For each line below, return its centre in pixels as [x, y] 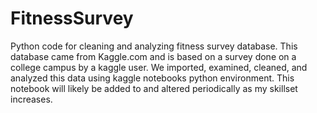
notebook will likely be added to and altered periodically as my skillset [154, 88]
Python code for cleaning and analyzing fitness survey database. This [154, 46]
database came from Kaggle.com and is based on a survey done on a [153, 56]
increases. [31, 99]
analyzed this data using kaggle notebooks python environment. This [152, 78]
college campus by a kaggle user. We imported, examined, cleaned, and [159, 67]
